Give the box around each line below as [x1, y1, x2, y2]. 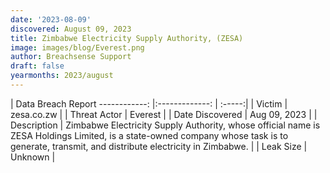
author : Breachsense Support [10, 52, 132, 62]
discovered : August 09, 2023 [10, 24, 132, 34]
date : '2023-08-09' [10, 14, 92, 25]
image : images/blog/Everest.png [10, 42, 145, 53]
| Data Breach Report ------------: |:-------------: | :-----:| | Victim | [10, 97, 288, 110]
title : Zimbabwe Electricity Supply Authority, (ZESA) [10, 33, 244, 43]
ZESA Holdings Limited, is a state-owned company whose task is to [10, 129, 289, 141]
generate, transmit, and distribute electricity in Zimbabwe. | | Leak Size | [10, 140, 308, 152]
